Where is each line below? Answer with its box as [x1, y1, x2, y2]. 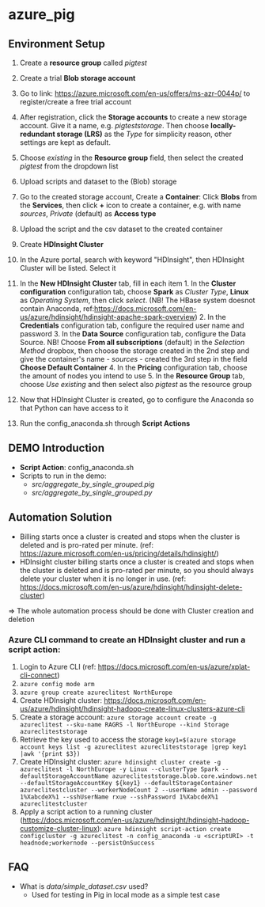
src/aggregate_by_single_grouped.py [31, 488, 153, 497]
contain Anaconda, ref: [19, 304, 95, 313]
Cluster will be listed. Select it [19, 264, 116, 272]
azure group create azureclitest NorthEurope [19, 689, 172, 696]
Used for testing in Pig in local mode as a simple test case [31, 890, 220, 899]
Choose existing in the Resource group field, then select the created [19, 153, 244, 162]
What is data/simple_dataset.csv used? [19, 881, 149, 891]
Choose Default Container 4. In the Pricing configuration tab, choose [19, 362, 248, 372]
